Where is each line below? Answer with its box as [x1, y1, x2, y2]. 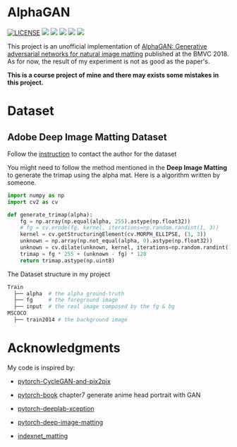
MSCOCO [7, 310, 27, 317]
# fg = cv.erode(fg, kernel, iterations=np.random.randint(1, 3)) [20, 224, 219, 231]
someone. [7, 178, 37, 187]
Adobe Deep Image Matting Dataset [7, 131, 167, 143]
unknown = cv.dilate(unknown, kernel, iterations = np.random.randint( [20, 244, 229, 251]
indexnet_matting [17, 431, 68, 440]
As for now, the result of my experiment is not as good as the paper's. [7, 57, 210, 66]
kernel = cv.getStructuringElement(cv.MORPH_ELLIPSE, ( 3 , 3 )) [20, 231, 207, 238]
